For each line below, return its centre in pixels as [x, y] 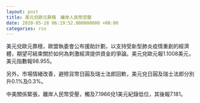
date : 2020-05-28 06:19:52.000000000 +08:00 [62, 23]
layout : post [22, 12]
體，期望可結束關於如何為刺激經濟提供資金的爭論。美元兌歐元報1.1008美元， [100, 54]
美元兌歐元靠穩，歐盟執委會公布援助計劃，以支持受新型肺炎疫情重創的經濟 [98, 46]
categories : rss [26, 28]
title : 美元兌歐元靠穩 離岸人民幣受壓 [49, 17]
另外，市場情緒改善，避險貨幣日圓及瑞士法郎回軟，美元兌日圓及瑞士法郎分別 [100, 74]
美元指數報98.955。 [31, 61]
